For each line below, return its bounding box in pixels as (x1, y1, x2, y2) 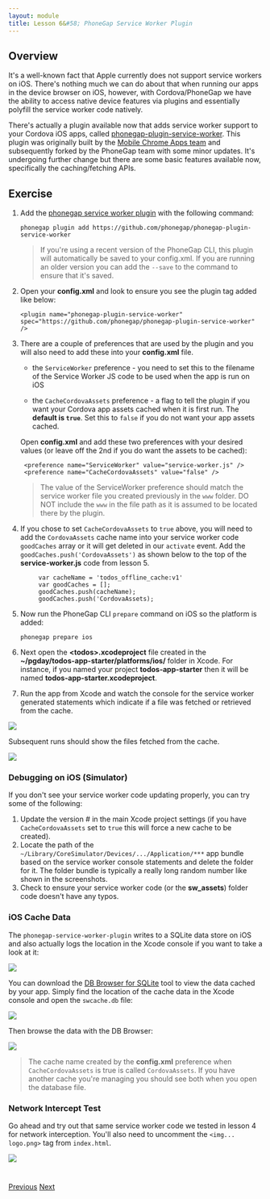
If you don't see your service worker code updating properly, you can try (8, 790, 250, 800)
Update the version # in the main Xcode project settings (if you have (19, 814, 247, 824)
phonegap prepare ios (19, 633, 93, 641)
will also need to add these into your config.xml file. (19, 348, 193, 357)
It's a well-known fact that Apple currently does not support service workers (8, 70, 262, 81)
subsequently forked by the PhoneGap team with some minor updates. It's (8, 146, 255, 156)
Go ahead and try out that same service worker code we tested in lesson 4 (8, 1121, 256, 1130)
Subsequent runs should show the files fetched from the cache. (8, 737, 220, 746)
